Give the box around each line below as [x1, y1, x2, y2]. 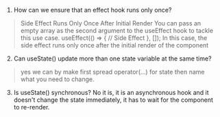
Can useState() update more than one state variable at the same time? [13, 54, 212, 63]
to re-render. [13, 103, 50, 111]
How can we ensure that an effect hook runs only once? [13, 6, 172, 14]
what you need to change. [20, 75, 95, 83]
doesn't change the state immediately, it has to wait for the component [13, 96, 214, 104]
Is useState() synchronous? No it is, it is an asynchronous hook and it [13, 89, 209, 96]
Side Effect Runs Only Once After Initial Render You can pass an [20, 19, 201, 27]
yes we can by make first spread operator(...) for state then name [20, 68, 205, 76]
